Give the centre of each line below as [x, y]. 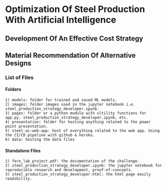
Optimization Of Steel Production [75, 9]
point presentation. [27, 126]
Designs [18, 63]
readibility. [19, 179]
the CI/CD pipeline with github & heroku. [50, 135]
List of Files [19, 77]
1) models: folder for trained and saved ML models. [61, 100]
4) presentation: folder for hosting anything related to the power [78, 122]
